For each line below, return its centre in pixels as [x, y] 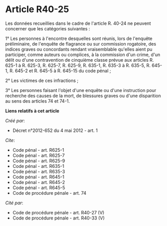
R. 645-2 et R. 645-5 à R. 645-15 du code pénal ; [60, 71]
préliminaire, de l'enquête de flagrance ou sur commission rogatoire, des [81, 43]
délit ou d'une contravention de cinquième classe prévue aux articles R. [79, 60]
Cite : [10, 140]
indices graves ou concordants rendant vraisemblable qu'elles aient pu [79, 49]
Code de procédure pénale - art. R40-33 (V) [59, 218]
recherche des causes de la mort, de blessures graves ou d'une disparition [83, 96]
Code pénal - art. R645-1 [38, 177]
